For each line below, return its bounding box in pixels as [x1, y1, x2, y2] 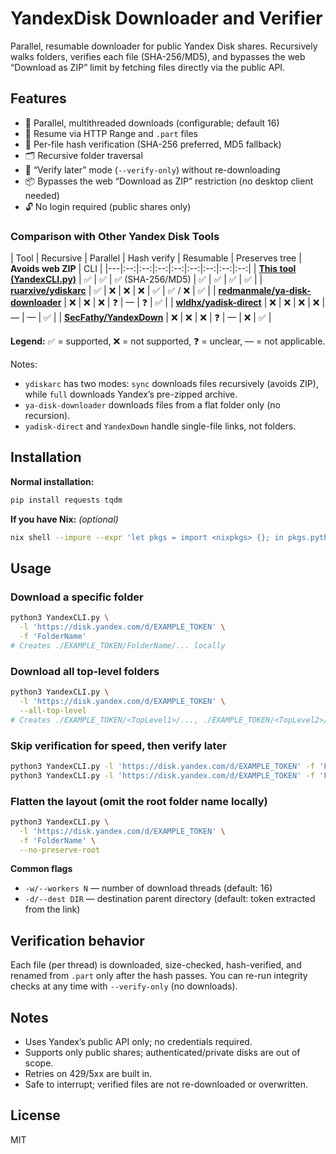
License [10, 1107, 61, 1124]
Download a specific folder [10, 590, 144, 604]
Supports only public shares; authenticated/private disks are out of [24, 1047, 301, 1059]
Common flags [10, 863, 73, 875]
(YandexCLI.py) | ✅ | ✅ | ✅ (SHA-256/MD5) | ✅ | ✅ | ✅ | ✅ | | [10, 273, 263, 286]
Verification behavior [10, 932, 145, 949]
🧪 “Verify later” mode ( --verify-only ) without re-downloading [24, 163, 281, 176]
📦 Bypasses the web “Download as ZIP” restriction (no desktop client [24, 175, 314, 187]
